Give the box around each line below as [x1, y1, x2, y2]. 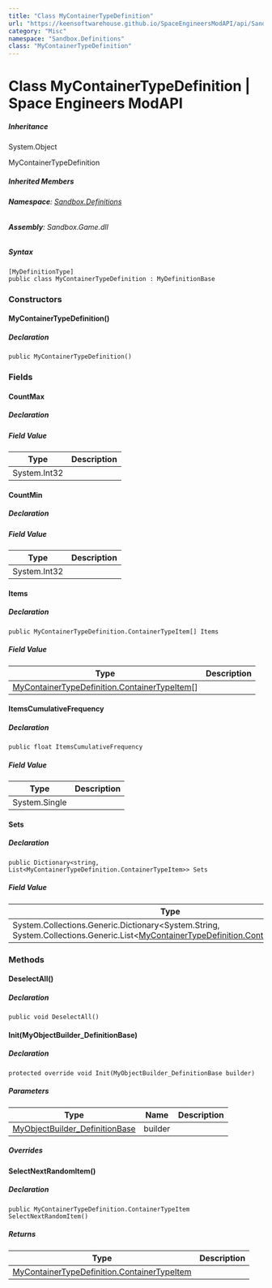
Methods [8, 953, 45, 965]
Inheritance [8, 121, 49, 131]
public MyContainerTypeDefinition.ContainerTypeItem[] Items [8, 627, 219, 636]
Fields [8, 371, 33, 383]
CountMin [8, 490, 43, 499]
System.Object [8, 142, 57, 152]
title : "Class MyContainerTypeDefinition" [8, 11, 154, 20]
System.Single [12, 797, 67, 808]
